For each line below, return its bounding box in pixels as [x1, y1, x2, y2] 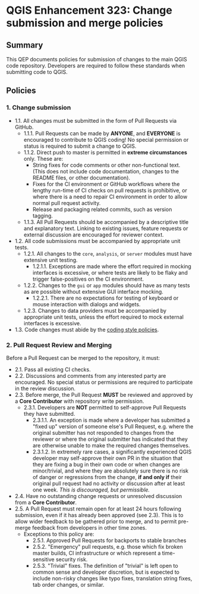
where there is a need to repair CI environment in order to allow [32, 193, 188, 200]
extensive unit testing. [23, 256, 78, 263]
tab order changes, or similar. [32, 581, 105, 588]
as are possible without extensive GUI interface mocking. [23, 288, 163, 295]
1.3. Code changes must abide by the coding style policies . [14, 326, 159, 333]
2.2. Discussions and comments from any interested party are [14, 372, 166, 379]
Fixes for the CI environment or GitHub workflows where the [32, 180, 180, 188]
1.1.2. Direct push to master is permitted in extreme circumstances [23, 148, 188, 156]
